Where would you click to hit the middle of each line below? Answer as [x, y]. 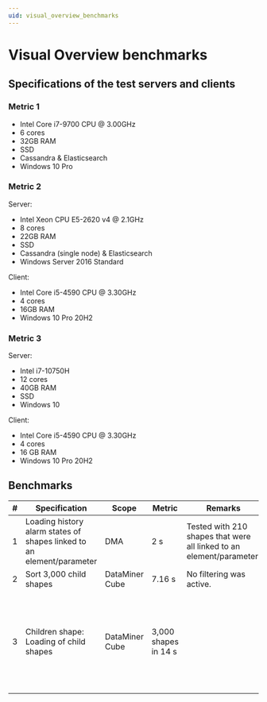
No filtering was [216, 574]
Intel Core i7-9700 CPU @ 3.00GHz [78, 124]
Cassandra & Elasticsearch [64, 158]
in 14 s [164, 651]
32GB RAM [38, 141]
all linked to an [213, 546]
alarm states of [53, 531]
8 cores [32, 228]
